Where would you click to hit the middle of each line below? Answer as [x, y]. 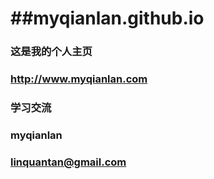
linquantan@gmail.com [68, 162]
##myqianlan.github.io [107, 18]
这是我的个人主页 [51, 52]
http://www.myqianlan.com [79, 79]
